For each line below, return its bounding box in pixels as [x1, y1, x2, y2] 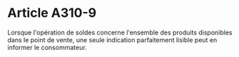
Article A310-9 [7, 5, 97, 21]
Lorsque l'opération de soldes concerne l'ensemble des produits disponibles [7, 28, 233, 37]
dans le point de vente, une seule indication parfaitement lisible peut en [7, 35, 218, 44]
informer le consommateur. [7, 43, 87, 51]
